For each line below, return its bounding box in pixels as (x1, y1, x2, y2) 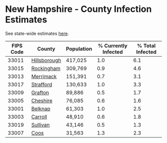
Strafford (31, 81, 52, 88)
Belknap (31, 105, 51, 112)
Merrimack (31, 73, 57, 80)
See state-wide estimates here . (5, 30, 69, 36)
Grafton (31, 89, 49, 96)
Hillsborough (31, 57, 61, 64)
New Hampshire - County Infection (5, 3, 152, 15)
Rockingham (31, 65, 61, 71)
